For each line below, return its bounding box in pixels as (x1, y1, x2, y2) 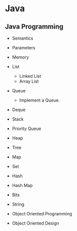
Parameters (12, 45, 35, 50)
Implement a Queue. (19, 97, 60, 103)
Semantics (12, 35, 33, 41)
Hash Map (12, 183, 33, 188)
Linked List (19, 73, 41, 79)
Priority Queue (12, 126, 41, 131)
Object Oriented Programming (12, 211, 73, 216)
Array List (19, 79, 39, 84)
